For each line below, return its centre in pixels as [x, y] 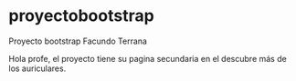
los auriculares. [37, 68]
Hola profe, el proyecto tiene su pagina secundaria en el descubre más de [148, 58]
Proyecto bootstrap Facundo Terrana [78, 41]
